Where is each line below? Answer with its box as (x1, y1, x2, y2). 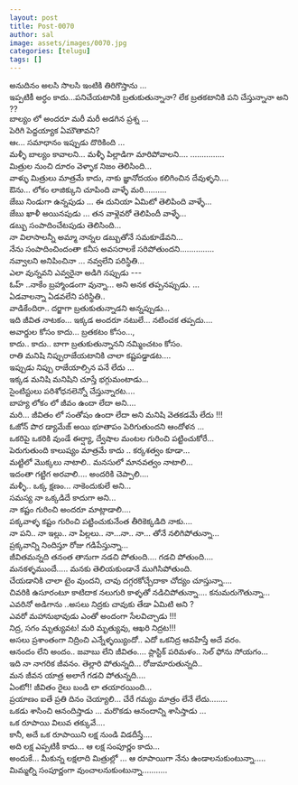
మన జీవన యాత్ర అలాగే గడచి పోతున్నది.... (9, 670, 146, 680)
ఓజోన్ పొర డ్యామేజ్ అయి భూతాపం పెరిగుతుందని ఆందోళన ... (9, 421, 205, 431)
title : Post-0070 (9, 22, 75, 31)
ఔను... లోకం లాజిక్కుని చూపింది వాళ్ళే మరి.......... (9, 184, 167, 195)
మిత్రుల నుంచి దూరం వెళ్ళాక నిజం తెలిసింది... (9, 161, 152, 171)
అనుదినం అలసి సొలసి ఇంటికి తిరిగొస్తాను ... (9, 80, 147, 90)
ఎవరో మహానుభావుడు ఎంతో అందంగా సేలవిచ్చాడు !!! (9, 611, 177, 621)
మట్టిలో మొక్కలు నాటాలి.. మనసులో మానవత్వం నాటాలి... (9, 457, 193, 467)
